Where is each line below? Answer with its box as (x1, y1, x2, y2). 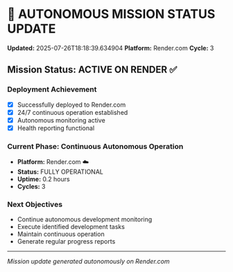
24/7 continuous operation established (17, 108, 128, 116)
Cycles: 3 (17, 183, 46, 191)
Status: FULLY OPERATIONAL (17, 167, 104, 176)
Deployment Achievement (7, 84, 97, 94)
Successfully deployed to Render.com (17, 100, 126, 109)
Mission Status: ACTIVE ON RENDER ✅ (7, 64, 178, 75)
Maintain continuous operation (17, 230, 105, 238)
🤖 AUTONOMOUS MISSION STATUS (7, 6, 216, 22)
